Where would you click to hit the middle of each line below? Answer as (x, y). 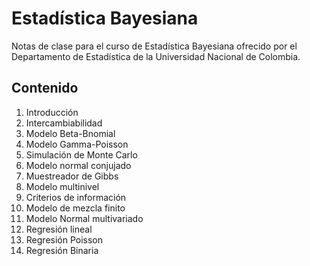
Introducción (52, 112)
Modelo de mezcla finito (75, 208)
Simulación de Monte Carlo (81, 154)
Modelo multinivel (62, 186)
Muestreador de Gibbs (72, 176)
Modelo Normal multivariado (84, 218)
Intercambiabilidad (64, 123)
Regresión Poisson (64, 239)
